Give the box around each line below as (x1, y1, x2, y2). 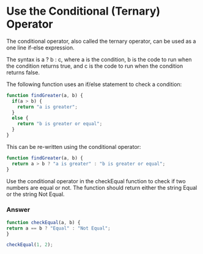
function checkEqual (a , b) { (6, 219, 81, 225)
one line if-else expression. (6, 44, 75, 51)
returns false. (6, 68, 40, 76)
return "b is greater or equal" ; (17, 121, 103, 127)
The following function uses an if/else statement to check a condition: (6, 81, 182, 88)
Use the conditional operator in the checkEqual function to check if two (6, 177, 186, 184)
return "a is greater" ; (17, 104, 78, 110)
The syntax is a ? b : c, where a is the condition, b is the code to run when (6, 56, 192, 63)
